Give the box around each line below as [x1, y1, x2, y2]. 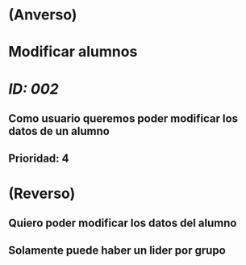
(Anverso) [8, 6, 77, 24]
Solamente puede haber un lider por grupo [8, 244, 226, 258]
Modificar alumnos [8, 43, 138, 61]
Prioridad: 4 [8, 152, 70, 166]
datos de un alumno [8, 124, 110, 138]
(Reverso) [8, 184, 76, 203]
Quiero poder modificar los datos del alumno [8, 216, 237, 229]
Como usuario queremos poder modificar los [8, 111, 239, 125]
